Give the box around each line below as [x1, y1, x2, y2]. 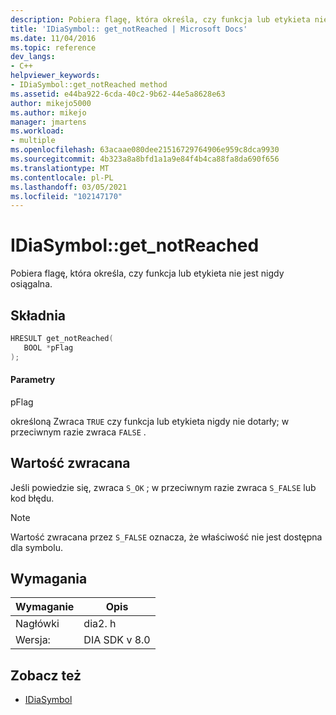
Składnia [10, 307, 67, 324]
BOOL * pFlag [23, 342, 74, 353]
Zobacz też [10, 667, 82, 684]
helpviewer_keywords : [10, 71, 101, 81]
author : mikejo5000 [10, 98, 92, 108]
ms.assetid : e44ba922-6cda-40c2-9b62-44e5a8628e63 [10, 89, 226, 99]
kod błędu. [10, 492, 55, 504]
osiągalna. [10, 278, 53, 290]
